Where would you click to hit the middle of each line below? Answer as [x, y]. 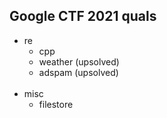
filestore [56, 104]
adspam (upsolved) [78, 72]
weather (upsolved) [79, 61]
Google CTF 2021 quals [83, 16]
